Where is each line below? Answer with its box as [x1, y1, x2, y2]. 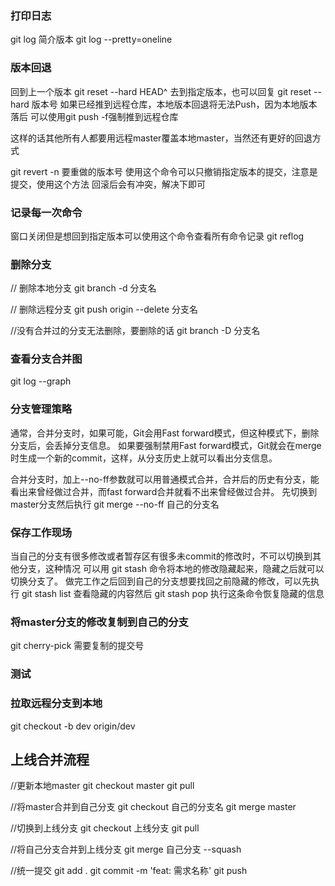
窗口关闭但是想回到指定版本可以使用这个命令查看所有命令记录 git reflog [10, 230, 305, 242]
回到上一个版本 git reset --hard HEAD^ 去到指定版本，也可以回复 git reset [10, 85, 312, 97]
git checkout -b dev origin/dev [10, 720, 136, 732]
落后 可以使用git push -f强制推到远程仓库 [10, 110, 179, 122]
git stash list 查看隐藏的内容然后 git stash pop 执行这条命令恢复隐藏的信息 [21, 588, 325, 600]
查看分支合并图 [10, 352, 83, 366]
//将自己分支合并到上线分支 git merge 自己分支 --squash [10, 843, 242, 856]
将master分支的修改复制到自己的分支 [10, 615, 189, 629]
